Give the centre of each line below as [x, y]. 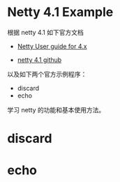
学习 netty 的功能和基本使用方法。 [56, 109]
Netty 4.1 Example [60, 12]
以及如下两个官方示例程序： [47, 74]
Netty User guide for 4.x [52, 46]
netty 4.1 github [39, 59]
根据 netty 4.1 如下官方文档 [45, 32]
